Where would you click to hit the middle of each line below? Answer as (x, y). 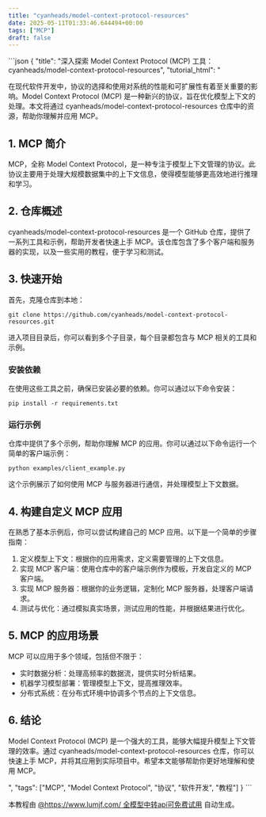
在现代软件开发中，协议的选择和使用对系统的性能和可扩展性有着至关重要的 (129, 86)
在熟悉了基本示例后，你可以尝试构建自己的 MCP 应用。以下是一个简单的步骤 (133, 533)
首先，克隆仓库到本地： (46, 300)
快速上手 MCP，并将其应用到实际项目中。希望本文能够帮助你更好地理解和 (128, 761)
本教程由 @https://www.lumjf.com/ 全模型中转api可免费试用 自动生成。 (123, 804)
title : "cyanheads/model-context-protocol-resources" (99, 15)
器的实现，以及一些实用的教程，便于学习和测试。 (88, 251)
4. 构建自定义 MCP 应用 (65, 512)
